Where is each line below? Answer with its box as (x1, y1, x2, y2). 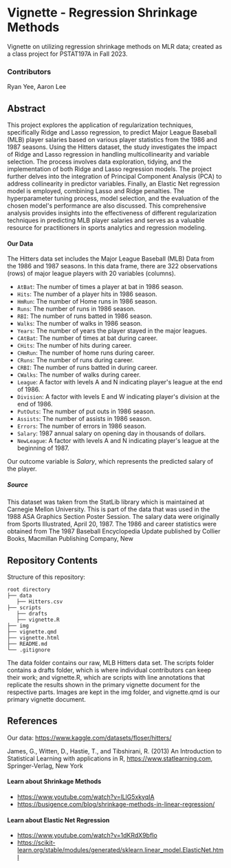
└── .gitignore (7, 647, 51, 653)
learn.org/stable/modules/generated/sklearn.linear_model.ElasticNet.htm (16, 846, 224, 854)
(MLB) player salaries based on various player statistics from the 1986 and (7, 136, 218, 144)
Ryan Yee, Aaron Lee (7, 83, 67, 91)
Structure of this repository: (7, 573, 86, 581)
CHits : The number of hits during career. (16, 342, 132, 350)
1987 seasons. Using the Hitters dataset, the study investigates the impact (7, 143, 217, 151)
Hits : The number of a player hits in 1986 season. (16, 290, 157, 298)
